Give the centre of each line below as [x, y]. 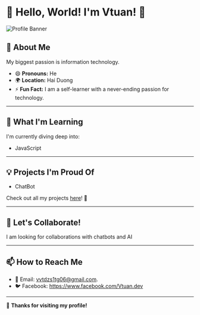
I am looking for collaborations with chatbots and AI [69, 237]
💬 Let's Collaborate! [44, 222]
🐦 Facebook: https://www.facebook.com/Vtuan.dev [79, 286]
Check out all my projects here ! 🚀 [47, 198]
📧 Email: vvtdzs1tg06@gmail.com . [56, 279]
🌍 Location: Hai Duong [44, 80]
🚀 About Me [28, 47]
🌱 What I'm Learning [45, 122]
